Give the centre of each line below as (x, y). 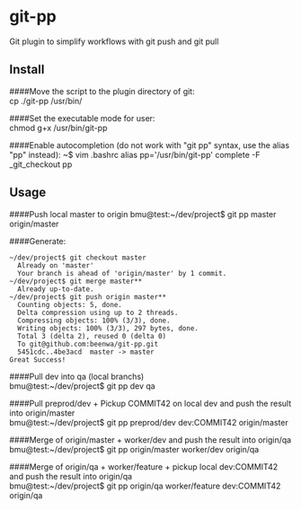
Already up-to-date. (56, 289)
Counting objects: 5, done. (70, 304)
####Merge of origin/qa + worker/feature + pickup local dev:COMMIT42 (144, 466)
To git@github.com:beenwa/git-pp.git (88, 344)
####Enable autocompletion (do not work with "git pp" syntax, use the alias (150, 145)
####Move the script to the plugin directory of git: (102, 91)
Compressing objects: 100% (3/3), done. (94, 321)
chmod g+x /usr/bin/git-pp (58, 127)
